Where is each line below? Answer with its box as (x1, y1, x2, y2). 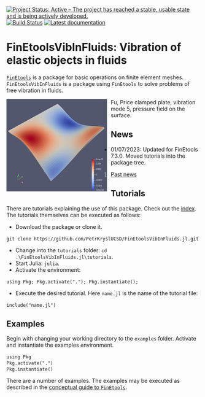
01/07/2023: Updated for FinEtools (110, 145, 198, 153)
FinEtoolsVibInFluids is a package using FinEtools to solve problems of (6, 80, 190, 87)
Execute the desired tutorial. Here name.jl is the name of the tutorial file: (15, 289, 198, 297)
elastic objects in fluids (6, 53, 127, 67)
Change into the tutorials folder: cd (15, 246, 107, 254)
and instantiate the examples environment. (6, 341, 114, 349)
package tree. (110, 158, 146, 166)
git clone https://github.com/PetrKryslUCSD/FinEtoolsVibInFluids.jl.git (6, 236, 199, 242)
